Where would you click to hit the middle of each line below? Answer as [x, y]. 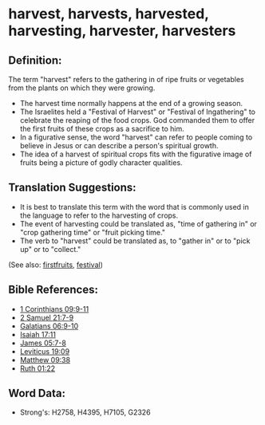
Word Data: [37, 394]
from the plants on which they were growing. [82, 88]
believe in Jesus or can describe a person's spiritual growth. [119, 146]
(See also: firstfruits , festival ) [56, 265]
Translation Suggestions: [73, 188]
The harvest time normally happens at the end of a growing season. [131, 103]
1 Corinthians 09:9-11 [54, 309]
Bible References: [53, 290]
